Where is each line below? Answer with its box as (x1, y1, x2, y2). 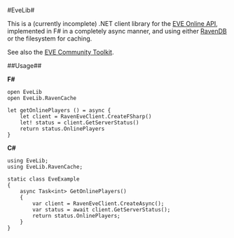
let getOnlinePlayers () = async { (7, 107, 111, 114)
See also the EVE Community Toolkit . (7, 48, 114, 56)
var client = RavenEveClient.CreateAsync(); (32, 200, 165, 207)
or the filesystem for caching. (7, 34, 92, 43)
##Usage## (7, 62, 42, 69)
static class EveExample (7, 176, 80, 183)
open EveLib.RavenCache (7, 94, 77, 101)
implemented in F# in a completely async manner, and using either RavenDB (7, 27, 227, 35)
